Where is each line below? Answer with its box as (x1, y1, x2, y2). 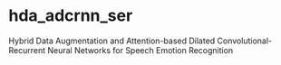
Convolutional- (217, 35, 273, 46)
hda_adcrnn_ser (8, 5, 133, 26)
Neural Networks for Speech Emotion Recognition (47, 44, 234, 55)
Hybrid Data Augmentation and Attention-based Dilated (8, 35, 216, 46)
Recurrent (8, 44, 46, 55)
